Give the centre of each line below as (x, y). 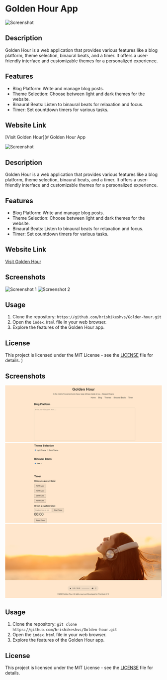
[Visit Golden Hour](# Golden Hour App (45, 137)
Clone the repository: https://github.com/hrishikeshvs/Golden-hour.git (87, 317)
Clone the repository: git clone (44, 624)
